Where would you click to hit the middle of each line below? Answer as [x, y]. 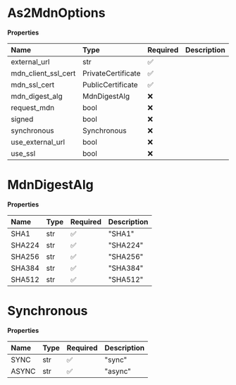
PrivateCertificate [111, 73]
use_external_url [38, 142]
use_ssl [23, 153]
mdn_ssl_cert [33, 85]
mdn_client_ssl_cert [43, 73]
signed [22, 119]
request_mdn [33, 107]
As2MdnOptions [56, 13]
